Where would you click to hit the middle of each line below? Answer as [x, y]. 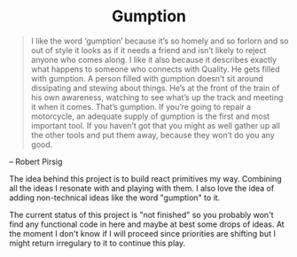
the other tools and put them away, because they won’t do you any [152, 135]
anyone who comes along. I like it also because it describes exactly [154, 59]
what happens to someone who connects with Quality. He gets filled [156, 69]
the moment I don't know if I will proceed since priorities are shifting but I [143, 233]
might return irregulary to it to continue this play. [98, 243]
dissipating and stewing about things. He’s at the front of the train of [155, 88]
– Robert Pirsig [36, 161]
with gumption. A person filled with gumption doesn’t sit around [147, 78]
